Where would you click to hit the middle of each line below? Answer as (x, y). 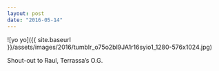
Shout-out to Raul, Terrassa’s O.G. (55, 60)
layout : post (26, 13)
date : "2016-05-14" (35, 20)
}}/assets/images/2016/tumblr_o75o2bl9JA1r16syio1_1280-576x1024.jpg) (109, 47)
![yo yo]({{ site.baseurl (39, 39)
